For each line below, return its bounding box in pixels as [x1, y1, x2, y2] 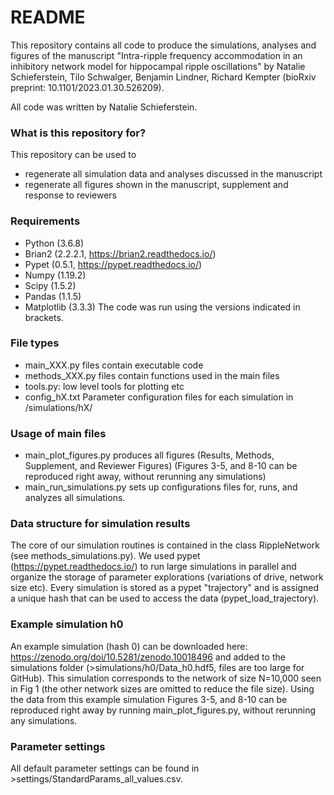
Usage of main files [10, 426, 107, 440]
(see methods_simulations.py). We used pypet [10, 550, 201, 562]
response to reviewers [24, 189, 118, 201]
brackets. [24, 311, 64, 323]
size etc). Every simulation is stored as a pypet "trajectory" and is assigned [10, 582, 320, 594]
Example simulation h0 [10, 617, 124, 631]
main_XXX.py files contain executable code [24, 359, 204, 371]
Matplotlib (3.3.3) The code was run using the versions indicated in [24, 301, 301, 313]
